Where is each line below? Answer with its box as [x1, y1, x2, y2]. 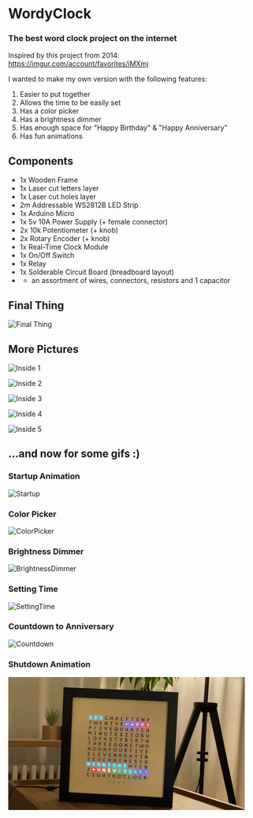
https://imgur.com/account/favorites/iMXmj [8, 59, 149, 69]
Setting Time [8, 584, 59, 595]
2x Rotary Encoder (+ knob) [19, 234, 110, 244]
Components [8, 154, 73, 168]
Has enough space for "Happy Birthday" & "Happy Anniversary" [19, 123, 228, 132]
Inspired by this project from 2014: [8, 50, 120, 60]
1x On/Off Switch [19, 251, 75, 260]
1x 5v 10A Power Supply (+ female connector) [19, 218, 168, 227]
